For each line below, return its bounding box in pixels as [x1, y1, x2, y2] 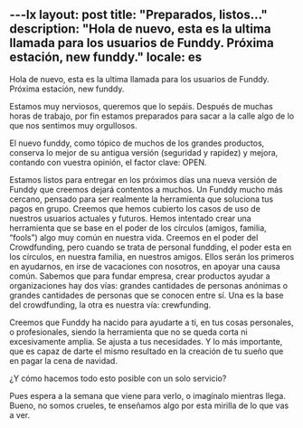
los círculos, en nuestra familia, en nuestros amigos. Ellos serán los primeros [9, 251, 295, 262]
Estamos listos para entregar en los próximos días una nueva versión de [9, 174, 278, 185]
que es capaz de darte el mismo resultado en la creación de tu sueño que [9, 346, 284, 357]
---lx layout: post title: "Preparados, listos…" [9, 7, 269, 23]
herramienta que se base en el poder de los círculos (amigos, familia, [9, 222, 267, 233]
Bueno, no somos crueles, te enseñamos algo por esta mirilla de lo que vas [9, 400, 289, 411]
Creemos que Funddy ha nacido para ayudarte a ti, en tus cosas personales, [9, 317, 294, 328]
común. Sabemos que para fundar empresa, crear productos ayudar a [9, 271, 270, 281]
